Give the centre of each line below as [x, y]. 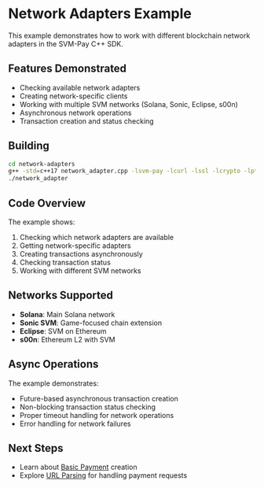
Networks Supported [61, 296]
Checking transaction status [65, 262]
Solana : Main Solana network [67, 314]
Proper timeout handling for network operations [97, 415]
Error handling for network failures [75, 423]
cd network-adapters [42, 164]
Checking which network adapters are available [97, 237]
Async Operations [53, 364]
